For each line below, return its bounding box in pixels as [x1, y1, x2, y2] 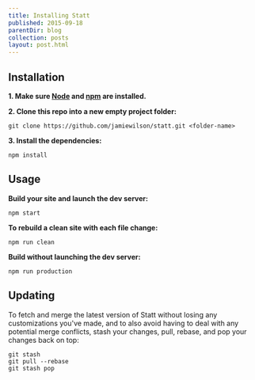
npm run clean [8, 238, 55, 246]
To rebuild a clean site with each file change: [8, 222, 158, 232]
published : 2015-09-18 [8, 19, 83, 27]
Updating [8, 289, 55, 302]
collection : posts [8, 33, 69, 42]
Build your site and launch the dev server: [8, 193, 149, 203]
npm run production [8, 267, 73, 275]
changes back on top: [8, 335, 79, 344]
